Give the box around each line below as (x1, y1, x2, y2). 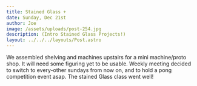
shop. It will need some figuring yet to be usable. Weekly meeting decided (6, 60, 192, 67)
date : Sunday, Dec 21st (6, 15, 67, 21)
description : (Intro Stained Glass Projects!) (6, 31, 126, 38)
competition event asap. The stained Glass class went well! (6, 73, 154, 80)
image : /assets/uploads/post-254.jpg (6, 25, 102, 32)
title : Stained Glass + (6, 8, 67, 15)
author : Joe (6, 20, 36, 26)
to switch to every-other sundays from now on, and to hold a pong (6, 67, 172, 73)
